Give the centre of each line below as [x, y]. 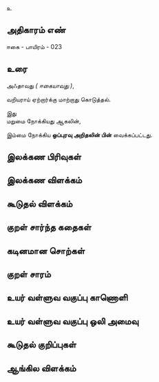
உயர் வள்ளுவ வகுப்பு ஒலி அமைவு [73, 321]
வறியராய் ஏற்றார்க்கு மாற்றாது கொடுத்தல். [59, 99]
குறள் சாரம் [29, 274]
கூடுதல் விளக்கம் [40, 203]
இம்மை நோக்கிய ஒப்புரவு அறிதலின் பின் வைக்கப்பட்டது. [79, 135]
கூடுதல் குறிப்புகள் [41, 345]
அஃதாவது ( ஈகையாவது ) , [41, 85]
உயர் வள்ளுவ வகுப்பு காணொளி [67, 298]
